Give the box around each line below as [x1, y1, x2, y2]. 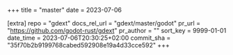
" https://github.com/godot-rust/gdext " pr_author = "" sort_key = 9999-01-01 [7, 27, 227, 34]
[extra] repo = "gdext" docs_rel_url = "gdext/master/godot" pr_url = [7, 19, 200, 27]
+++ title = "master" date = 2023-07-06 [7, 6, 122, 14]
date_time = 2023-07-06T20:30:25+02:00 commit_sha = [7, 34, 171, 42]
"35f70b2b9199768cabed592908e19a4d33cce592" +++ [7, 41, 170, 49]
